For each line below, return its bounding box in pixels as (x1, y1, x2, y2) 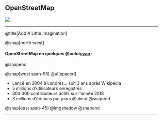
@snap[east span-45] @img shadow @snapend (5, 105, 100, 111)
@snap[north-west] (5, 40, 45, 45)
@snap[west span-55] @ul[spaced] (5, 71, 77, 77)
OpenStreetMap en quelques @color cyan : (5, 51, 93, 57)
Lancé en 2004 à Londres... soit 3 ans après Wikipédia (12, 80, 121, 86)
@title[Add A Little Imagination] (5, 30, 67, 36)
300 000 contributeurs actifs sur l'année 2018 (12, 90, 104, 96)
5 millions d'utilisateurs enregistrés (12, 86, 82, 91)
